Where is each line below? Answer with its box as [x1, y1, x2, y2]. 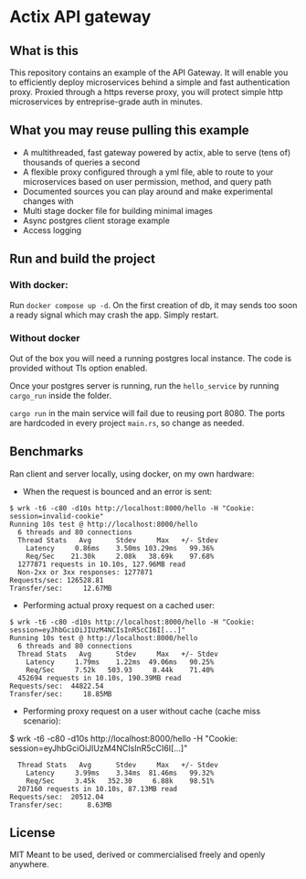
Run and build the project [9, 252, 155, 267]
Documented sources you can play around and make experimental [22, 186, 274, 197]
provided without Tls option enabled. [9, 362, 148, 373]
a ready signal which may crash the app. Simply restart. [9, 309, 219, 320]
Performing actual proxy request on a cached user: [22, 599, 216, 610]
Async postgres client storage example [22, 215, 171, 226]
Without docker [9, 332, 80, 345]
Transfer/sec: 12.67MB [9, 584, 112, 593]
